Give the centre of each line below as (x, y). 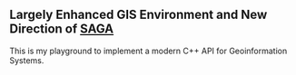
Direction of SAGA (62, 29)
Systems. (27, 60)
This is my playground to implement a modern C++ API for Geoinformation (148, 51)
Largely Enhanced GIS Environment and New (138, 15)
